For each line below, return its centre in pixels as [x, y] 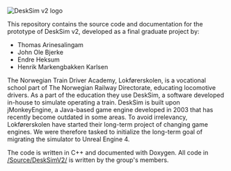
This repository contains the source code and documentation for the [105, 24]
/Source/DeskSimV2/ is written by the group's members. [88, 160]
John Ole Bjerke [40, 52]
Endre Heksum [39, 60]
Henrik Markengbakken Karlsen [63, 67]
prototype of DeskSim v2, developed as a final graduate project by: [103, 31]
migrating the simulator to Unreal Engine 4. [69, 139]
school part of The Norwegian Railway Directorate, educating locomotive [112, 88]
